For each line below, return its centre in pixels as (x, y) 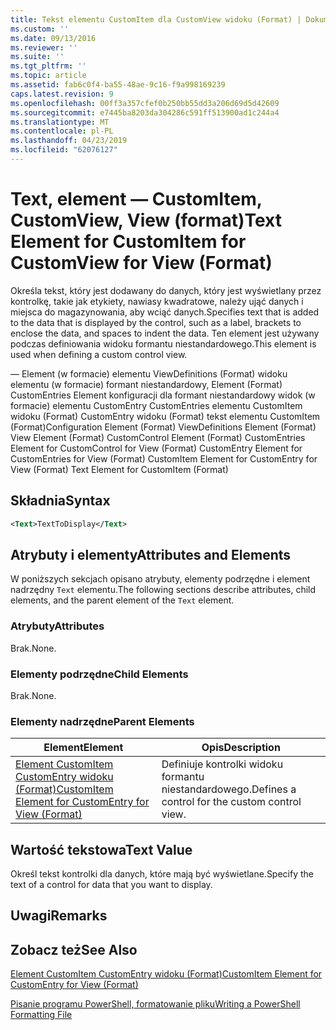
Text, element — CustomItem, (136, 199)
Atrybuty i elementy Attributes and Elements (151, 554)
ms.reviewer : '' (44, 47)
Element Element (83, 748)
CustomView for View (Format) (141, 263)
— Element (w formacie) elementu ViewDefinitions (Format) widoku (149, 373)
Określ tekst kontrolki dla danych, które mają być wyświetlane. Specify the (162, 874)
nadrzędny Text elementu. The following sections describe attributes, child (163, 590)
